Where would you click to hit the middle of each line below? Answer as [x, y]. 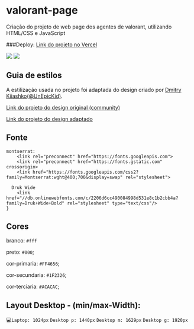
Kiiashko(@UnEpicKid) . [35, 96]
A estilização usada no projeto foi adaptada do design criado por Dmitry [94, 90]
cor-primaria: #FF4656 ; [33, 264]
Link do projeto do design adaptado [49, 119]
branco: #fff [22, 241]
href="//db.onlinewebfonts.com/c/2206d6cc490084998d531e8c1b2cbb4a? [92, 198]
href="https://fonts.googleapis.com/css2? [85, 172]
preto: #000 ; [20, 252]
